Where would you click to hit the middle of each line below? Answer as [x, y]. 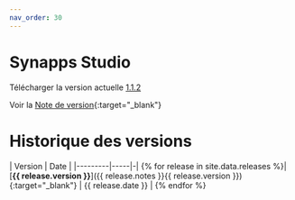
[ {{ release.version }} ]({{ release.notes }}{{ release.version [120, 176]
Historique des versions [101, 141]
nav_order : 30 [36, 18]
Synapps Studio [70, 62]
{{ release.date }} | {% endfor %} [145, 185]
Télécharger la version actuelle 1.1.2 [75, 87]
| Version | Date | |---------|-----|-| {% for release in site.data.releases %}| [148, 166]
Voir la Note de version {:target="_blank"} [86, 105]
